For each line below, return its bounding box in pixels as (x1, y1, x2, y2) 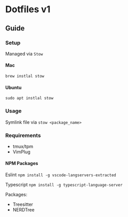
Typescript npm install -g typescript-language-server (5, 182, 123, 188)
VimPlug (12, 149, 31, 155)
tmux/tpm (12, 143, 34, 149)
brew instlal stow (5, 74, 44, 79)
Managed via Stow (5, 50, 43, 57)
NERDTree (12, 207, 35, 213)
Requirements (5, 131, 41, 139)
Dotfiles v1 (5, 4, 51, 15)
